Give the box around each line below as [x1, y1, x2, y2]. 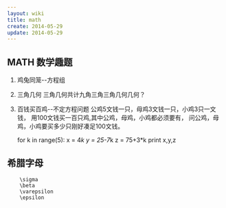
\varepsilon [19, 188, 54, 195]
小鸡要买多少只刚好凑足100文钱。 [29, 122, 124, 130]
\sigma [19, 176, 38, 183]
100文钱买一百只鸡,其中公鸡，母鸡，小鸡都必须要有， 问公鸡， [36, 114, 214, 122]
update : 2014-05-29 [7, 29, 63, 36]
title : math [7, 16, 41, 23]
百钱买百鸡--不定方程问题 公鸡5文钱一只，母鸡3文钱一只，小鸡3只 [16, 105, 205, 113]
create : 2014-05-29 [7, 23, 63, 30]
